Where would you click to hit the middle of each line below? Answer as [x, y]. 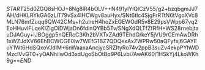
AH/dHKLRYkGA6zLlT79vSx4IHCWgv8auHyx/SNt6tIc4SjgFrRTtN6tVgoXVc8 [102, 15]
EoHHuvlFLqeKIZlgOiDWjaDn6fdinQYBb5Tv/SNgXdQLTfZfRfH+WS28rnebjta [102, 28]
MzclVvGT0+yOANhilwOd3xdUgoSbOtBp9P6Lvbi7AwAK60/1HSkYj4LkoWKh [102, 54]
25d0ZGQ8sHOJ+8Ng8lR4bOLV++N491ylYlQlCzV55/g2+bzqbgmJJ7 [111, 9]
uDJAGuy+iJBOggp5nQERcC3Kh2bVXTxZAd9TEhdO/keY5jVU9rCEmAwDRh [102, 35]
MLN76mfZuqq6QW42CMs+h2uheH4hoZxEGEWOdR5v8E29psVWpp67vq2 [102, 22]
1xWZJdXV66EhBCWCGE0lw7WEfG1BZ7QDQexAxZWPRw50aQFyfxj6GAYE [102, 41]
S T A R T [15, 9]
